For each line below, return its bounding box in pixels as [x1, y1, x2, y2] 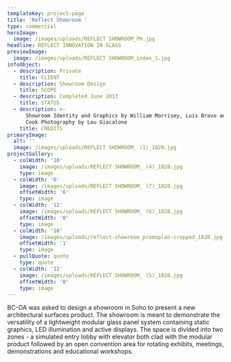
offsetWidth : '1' [19, 240, 69, 247]
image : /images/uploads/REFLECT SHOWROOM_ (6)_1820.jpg [19, 208, 184, 215]
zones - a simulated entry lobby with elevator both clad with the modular [7, 332, 213, 341]
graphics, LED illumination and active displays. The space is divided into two [7, 326, 223, 334]
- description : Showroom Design [13, 80, 107, 87]
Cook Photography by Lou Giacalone [25, 118, 128, 126]
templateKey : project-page [7, 10, 85, 17]
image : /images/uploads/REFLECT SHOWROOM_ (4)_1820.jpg [19, 163, 184, 170]
